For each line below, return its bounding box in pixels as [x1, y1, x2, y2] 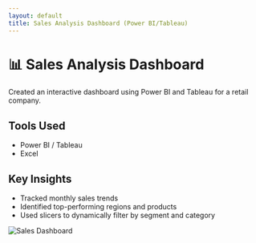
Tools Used [8, 119, 66, 132]
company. [8, 95, 42, 105]
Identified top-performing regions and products [19, 202, 177, 212]
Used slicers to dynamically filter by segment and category [19, 210, 215, 221]
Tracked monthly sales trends [19, 193, 119, 203]
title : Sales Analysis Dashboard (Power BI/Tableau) [8, 19, 189, 27]
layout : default [8, 11, 63, 20]
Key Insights [8, 172, 72, 185]
